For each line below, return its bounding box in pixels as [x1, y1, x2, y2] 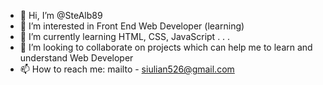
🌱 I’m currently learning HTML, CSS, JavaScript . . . [19, 31, 231, 42]
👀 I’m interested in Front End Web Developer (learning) [19, 20, 245, 32]
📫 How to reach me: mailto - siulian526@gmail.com [19, 63, 235, 75]
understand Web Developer [19, 52, 134, 64]
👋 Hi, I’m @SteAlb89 [19, 10, 103, 21]
